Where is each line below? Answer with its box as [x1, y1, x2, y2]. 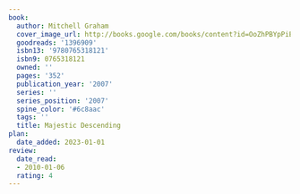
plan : [8, 130, 29, 139]
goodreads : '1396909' [16, 38, 98, 47]
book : [8, 13, 29, 22]
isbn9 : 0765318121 [16, 55, 86, 63]
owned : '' [16, 63, 53, 72]
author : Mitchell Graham [16, 21, 109, 30]
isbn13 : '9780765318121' [16, 46, 109, 55]
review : [8, 146, 38, 155]
